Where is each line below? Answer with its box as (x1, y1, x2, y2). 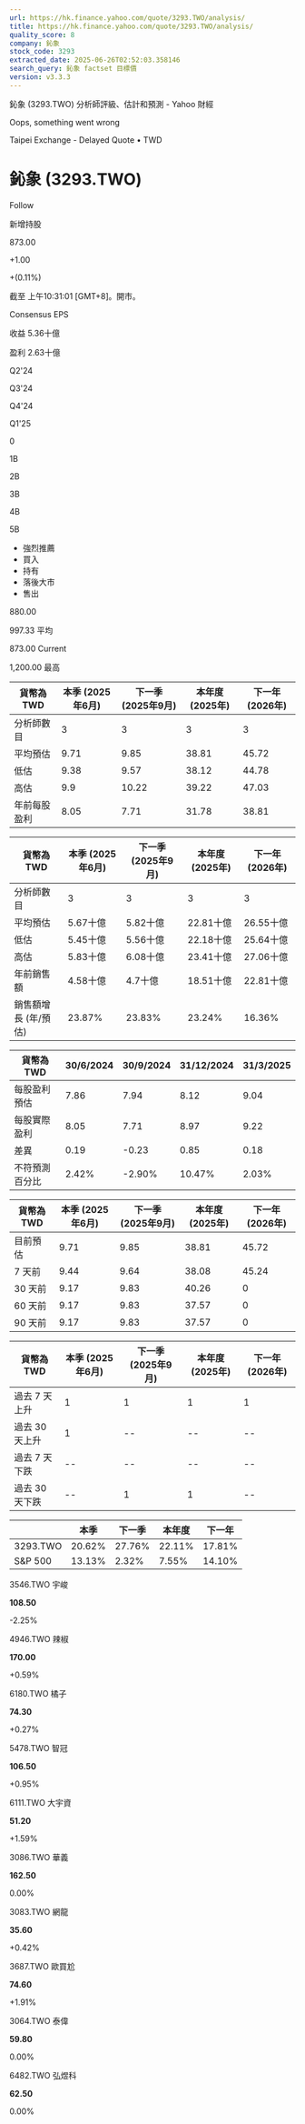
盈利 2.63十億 (9, 346, 61, 357)
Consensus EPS (9, 308, 70, 319)
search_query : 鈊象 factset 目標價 (9, 65, 138, 74)
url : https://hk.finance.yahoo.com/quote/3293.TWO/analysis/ (9, 13, 246, 23)
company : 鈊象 (9, 38, 61, 48)
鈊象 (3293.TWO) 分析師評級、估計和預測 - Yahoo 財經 (9, 98, 214, 109)
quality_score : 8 (9, 30, 75, 39)
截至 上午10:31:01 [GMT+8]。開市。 (9, 290, 141, 301)
